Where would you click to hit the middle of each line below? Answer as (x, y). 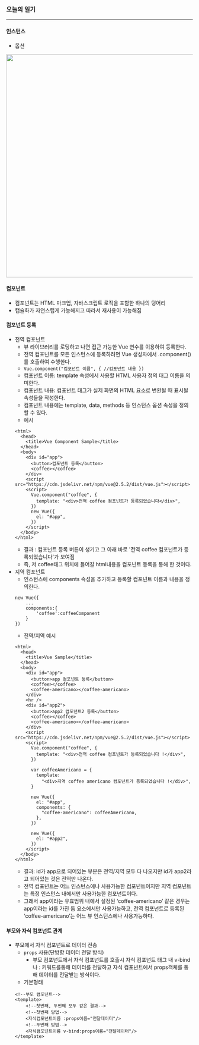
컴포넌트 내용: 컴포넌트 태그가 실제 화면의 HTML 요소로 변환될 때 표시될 (106, 390)
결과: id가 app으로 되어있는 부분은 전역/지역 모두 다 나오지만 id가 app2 (105, 871)
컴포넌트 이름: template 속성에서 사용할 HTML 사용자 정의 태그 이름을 (104, 375)
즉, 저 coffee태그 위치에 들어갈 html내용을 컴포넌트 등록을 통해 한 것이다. (107, 564)
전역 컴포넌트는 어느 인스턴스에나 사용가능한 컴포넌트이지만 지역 (97, 886)
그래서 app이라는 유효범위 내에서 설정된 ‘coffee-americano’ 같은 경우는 (107, 901)
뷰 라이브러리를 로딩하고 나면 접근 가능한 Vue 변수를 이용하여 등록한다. (105, 347)
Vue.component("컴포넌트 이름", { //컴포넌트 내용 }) (84, 369)
